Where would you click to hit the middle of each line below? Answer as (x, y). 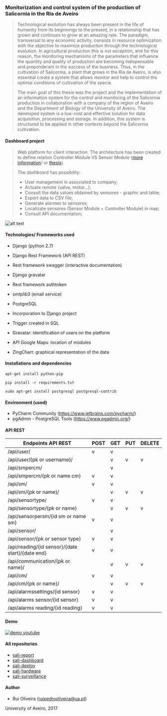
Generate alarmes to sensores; (56, 203)
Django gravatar (29, 275)
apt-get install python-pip (34, 374)
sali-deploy (24, 665)
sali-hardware (27, 671)
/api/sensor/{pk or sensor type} (44, 539)
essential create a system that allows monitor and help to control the (87, 77)
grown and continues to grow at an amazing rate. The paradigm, (83, 35)
